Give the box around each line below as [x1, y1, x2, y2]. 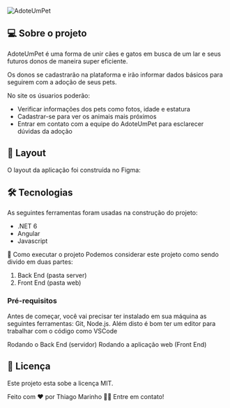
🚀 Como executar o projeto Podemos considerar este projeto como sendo [7, 251, 220, 259]
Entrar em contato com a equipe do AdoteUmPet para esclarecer [17, 119, 204, 128]
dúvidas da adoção [17, 127, 73, 135]
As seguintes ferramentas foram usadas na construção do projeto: [7, 209, 198, 217]
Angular [17, 230, 40, 238]
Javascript [17, 237, 48, 245]
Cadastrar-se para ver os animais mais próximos [17, 112, 157, 120]
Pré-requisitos [7, 296, 57, 306]
